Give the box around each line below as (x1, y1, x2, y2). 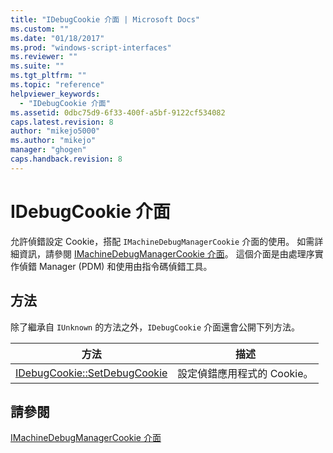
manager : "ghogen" (10, 145, 87, 155)
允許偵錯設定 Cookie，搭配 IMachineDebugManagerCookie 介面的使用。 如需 (10, 235, 315, 247)
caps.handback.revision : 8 (10, 154, 123, 164)
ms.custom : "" (10, 24, 70, 34)
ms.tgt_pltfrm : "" (10, 71, 87, 81)
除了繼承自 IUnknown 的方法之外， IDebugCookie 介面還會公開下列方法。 (10, 321, 300, 333)
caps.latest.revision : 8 (10, 117, 114, 127)
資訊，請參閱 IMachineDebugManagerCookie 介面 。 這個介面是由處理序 (18, 247, 315, 260)
